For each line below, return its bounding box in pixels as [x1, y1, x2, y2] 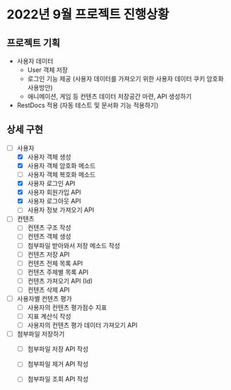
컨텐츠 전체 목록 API [27, 259, 83, 267]
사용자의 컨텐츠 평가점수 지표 [27, 303, 107, 312]
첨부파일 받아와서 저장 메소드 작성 [27, 241, 121, 249]
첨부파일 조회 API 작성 [27, 375, 89, 384]
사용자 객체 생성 [27, 153, 71, 161]
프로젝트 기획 [6, 37, 61, 49]
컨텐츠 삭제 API [27, 285, 70, 294]
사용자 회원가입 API [27, 188, 81, 196]
